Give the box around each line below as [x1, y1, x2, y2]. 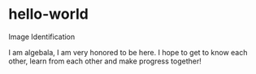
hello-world [8, 5, 89, 24]
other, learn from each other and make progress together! [8, 56, 202, 66]
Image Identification [8, 32, 76, 41]
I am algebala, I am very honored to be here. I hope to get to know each [8, 47, 248, 57]
